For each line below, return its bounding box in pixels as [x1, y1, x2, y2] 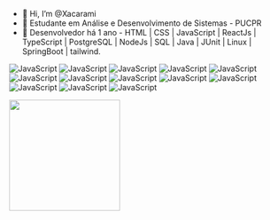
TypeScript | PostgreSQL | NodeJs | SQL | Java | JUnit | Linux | [21, 36, 252, 47]
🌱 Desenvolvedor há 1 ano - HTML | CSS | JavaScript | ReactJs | [21, 27, 257, 37]
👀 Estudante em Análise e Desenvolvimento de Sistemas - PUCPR [21, 18, 262, 28]
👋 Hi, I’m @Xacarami [21, 9, 96, 19]
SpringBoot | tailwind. [21, 46, 102, 57]
